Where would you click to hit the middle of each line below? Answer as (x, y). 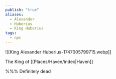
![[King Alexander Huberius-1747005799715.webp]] (58, 52)
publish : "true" (22, 10)
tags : (11, 33)
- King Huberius (27, 28)
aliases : (14, 14)
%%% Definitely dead (28, 71)
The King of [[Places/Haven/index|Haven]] (49, 61)
